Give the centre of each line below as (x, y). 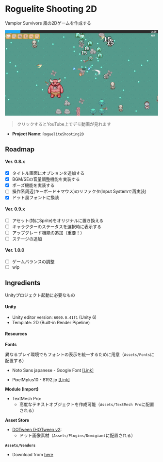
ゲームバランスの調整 (33, 262)
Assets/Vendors (20, 446)
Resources (16, 333)
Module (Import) (22, 389)
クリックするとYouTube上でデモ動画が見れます (64, 124)
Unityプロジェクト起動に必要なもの (40, 295)
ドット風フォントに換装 (35, 198)
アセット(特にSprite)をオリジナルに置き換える (58, 221)
